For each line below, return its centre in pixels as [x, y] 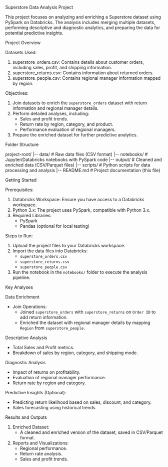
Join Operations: [29, 306]
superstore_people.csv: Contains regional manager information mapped [86, 78]
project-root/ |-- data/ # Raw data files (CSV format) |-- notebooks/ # [76, 154]
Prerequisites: [19, 190]
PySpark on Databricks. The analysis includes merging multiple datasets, [80, 22]
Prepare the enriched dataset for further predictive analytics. [75, 135]
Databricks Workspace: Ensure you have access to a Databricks [78, 199]
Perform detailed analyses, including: [51, 113]
